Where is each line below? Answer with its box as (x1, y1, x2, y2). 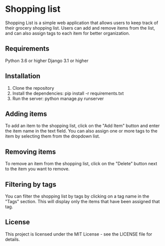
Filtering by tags (5, 180, 57, 188)
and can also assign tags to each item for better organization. (5, 30, 130, 36)
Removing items (5, 147, 56, 156)
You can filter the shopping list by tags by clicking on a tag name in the (5, 193, 150, 199)
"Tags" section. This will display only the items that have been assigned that (5, 199, 160, 204)
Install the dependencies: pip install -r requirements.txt (12, 90, 124, 96)
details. (5, 236, 20, 242)
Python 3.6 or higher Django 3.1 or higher (5, 58, 89, 64)
